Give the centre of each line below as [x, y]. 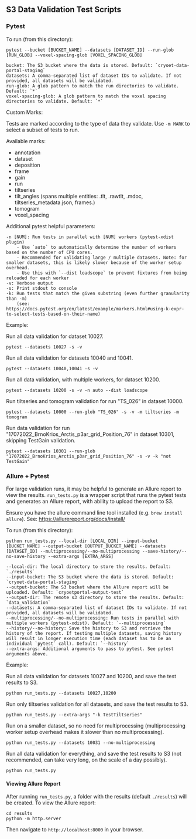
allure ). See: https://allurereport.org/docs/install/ [66, 519]
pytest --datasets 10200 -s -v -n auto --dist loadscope [77, 390]
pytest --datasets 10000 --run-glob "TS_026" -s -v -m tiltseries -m [93, 412]
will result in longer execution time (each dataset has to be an [89, 638]
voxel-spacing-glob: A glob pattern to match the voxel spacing [86, 96]
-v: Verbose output [30, 283]
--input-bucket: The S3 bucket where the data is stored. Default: [90, 577]
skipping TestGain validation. [41, 440]
